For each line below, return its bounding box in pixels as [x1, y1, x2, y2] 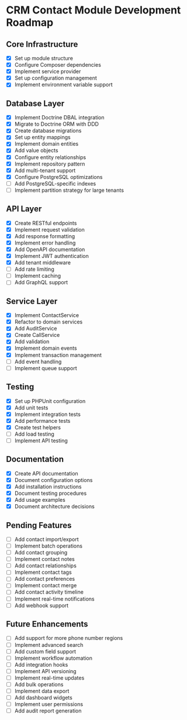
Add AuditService [14, 325, 57, 332]
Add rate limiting [14, 266, 54, 273]
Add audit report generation [14, 707, 82, 714]
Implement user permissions [14, 701, 84, 708]
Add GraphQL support [14, 279, 68, 286]
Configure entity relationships [14, 153, 86, 161]
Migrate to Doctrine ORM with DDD [14, 120, 99, 128]
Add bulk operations [14, 681, 64, 688]
